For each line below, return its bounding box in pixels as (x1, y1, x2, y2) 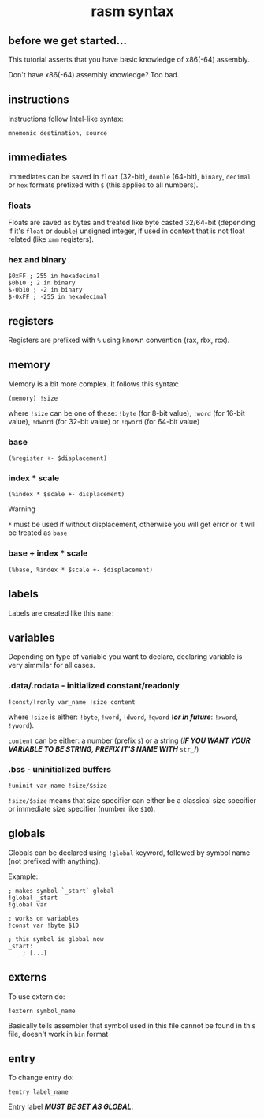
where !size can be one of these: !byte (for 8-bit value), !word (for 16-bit (8, 408, 246, 417)
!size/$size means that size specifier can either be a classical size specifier (8, 795, 256, 804)
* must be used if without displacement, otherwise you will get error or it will (8, 520, 256, 529)
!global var (8, 900, 47, 909)
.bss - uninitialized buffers (8, 763, 112, 774)
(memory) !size (8, 394, 58, 402)
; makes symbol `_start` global (8, 887, 114, 895)
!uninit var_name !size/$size (8, 782, 108, 789)
